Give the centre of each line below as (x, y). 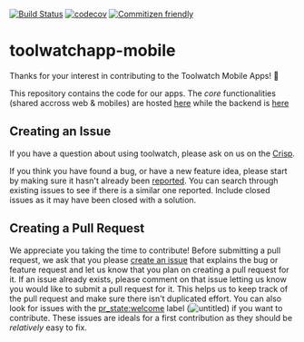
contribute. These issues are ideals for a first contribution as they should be (151, 318)
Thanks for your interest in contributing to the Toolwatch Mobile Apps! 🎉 (144, 75)
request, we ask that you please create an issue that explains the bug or (144, 259)
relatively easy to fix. (49, 327)
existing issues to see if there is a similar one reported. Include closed (140, 190)
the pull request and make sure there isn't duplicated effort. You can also (146, 298)
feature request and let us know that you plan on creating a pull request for (149, 269)
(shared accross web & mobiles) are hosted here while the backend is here (149, 103)
